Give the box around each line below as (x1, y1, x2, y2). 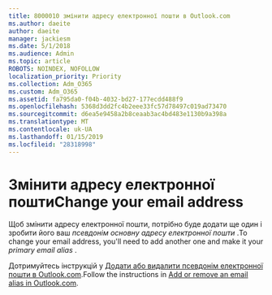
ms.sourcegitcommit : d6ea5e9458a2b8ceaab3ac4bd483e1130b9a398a (8, 111, 227, 119)
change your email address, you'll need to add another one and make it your (8, 236, 264, 246)
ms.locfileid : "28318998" (8, 140, 96, 149)
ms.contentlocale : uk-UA (8, 125, 93, 133)
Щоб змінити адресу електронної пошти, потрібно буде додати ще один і (8, 219, 262, 229)
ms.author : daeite (8, 20, 71, 28)
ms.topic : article (8, 58, 71, 66)
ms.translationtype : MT (8, 118, 89, 126)
